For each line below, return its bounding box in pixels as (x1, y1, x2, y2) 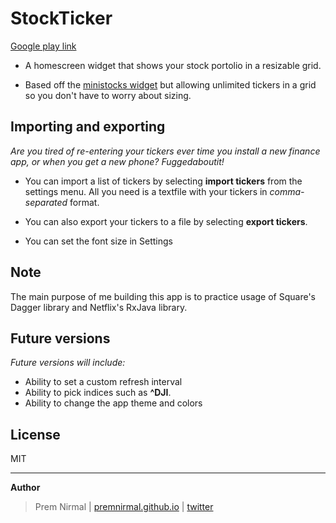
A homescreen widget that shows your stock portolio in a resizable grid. (24, 59, 322, 71)
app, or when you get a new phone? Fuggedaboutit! (10, 155, 225, 167)
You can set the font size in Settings (24, 235, 173, 247)
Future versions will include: (10, 357, 126, 369)
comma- (269, 185, 305, 197)
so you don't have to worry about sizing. (24, 89, 192, 101)
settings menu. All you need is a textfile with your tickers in (24, 185, 268, 197)
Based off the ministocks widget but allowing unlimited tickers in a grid (24, 78, 317, 91)
